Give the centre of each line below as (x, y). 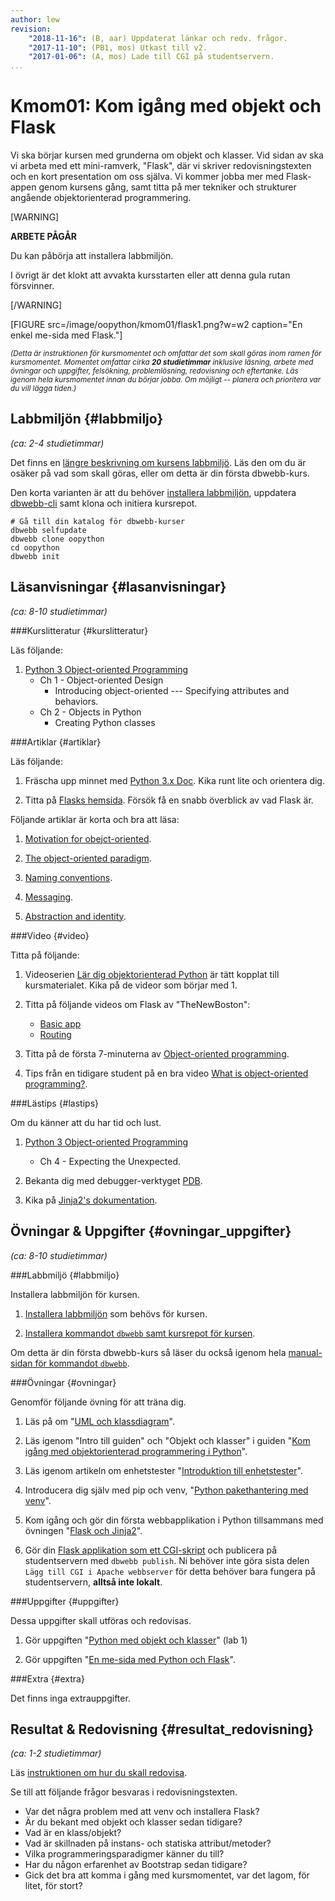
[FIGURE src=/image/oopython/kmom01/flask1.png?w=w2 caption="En (156, 325)
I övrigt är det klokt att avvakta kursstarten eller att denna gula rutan (150, 275)
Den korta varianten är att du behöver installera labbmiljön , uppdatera (153, 492)
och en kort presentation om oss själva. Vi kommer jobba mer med (147, 177)
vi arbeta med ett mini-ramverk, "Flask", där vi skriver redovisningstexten (161, 166)
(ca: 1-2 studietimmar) (56, 1753)
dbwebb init (35, 556)
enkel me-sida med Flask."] (66, 335)
